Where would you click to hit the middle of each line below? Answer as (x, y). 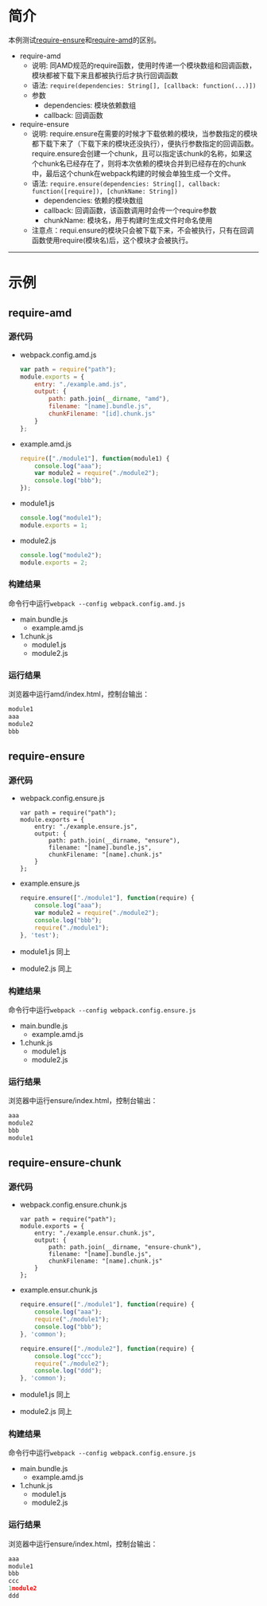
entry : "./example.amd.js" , (81, 384)
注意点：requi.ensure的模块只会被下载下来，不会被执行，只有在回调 (143, 230)
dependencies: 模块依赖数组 (90, 105)
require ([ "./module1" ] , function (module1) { (95, 458)
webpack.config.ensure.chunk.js (73, 1205)
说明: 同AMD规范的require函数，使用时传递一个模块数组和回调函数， (144, 65)
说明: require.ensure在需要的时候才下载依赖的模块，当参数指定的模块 (145, 133)
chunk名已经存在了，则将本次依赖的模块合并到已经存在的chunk (142, 163)
